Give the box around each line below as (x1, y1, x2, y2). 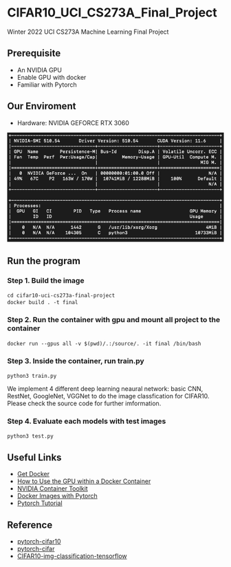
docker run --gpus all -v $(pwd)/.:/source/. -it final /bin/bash (7, 340, 201, 347)
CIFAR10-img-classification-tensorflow (16, 552, 127, 560)
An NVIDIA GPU (16, 65, 62, 74)
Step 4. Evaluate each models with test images (7, 416, 166, 426)
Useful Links (7, 451, 62, 463)
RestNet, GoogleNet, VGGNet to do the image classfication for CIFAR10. (7, 392, 210, 400)
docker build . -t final (7, 299, 78, 306)
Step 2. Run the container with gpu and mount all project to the (7, 315, 221, 325)
